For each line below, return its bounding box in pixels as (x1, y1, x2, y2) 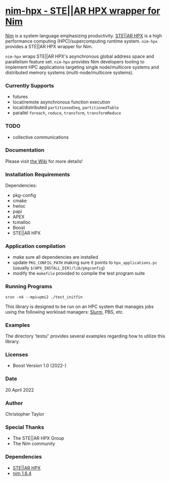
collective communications (12, 134, 69, 140)
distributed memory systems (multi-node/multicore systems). (5, 69, 133, 76)
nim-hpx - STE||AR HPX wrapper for (5, 5, 160, 17)
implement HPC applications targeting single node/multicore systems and (5, 64, 159, 70)
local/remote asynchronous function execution (12, 99, 111, 105)
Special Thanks (5, 424, 45, 431)
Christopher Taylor (5, 411, 45, 417)
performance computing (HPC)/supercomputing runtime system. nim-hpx (5, 38, 158, 44)
